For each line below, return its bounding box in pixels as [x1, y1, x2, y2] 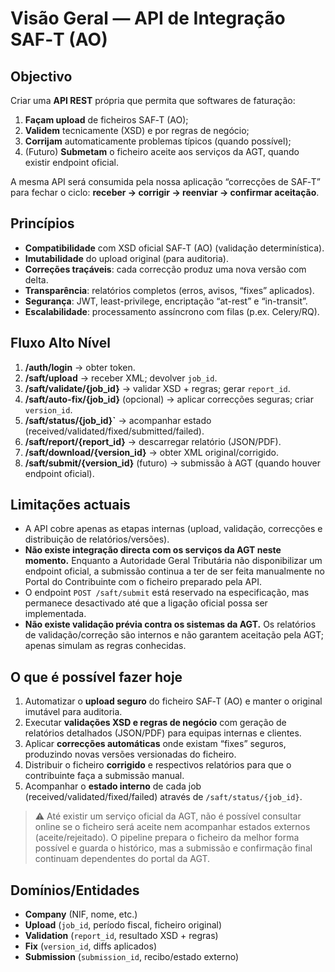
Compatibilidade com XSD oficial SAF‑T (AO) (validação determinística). [24, 242, 325, 254]
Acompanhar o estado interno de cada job [24, 780, 202, 792]
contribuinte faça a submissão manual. [24, 770, 185, 782]
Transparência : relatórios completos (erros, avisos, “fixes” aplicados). [24, 284, 315, 296]
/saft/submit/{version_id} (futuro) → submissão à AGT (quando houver [24, 457, 321, 469]
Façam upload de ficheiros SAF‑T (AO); [24, 114, 189, 126]
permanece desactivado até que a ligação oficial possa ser [24, 597, 268, 609]
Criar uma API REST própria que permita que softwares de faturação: [10, 95, 296, 106]
